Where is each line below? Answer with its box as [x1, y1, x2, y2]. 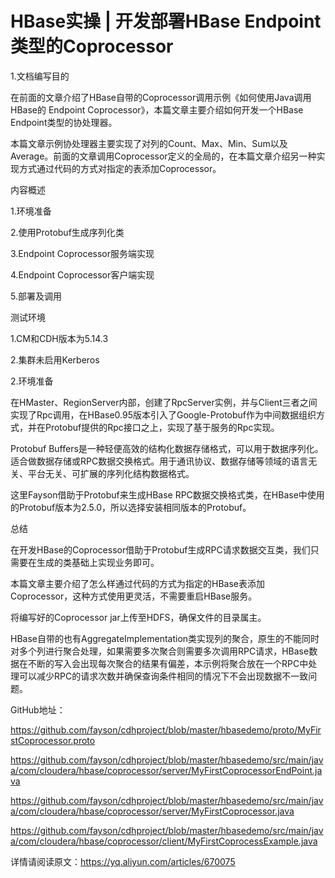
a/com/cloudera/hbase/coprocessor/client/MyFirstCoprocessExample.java [10, 835, 318, 847]
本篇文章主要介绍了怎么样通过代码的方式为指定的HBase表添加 [10, 577, 265, 589]
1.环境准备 [10, 205, 52, 217]
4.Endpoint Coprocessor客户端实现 [10, 268, 155, 281]
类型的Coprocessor [10, 35, 174, 58]
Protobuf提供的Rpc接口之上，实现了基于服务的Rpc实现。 [44, 421, 280, 433]
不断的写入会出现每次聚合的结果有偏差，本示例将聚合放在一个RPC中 [27, 657, 309, 669]
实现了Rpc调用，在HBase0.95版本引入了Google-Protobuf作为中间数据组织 [10, 408, 317, 421]
